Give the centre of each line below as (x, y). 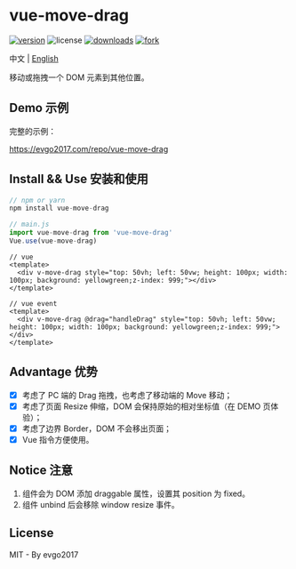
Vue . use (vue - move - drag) (53, 241)
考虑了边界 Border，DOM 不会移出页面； (96, 429)
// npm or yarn (37, 200)
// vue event (33, 303)
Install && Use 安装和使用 (79, 179)
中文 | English (34, 58)
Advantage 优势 (54, 372)
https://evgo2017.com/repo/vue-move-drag (89, 148)
